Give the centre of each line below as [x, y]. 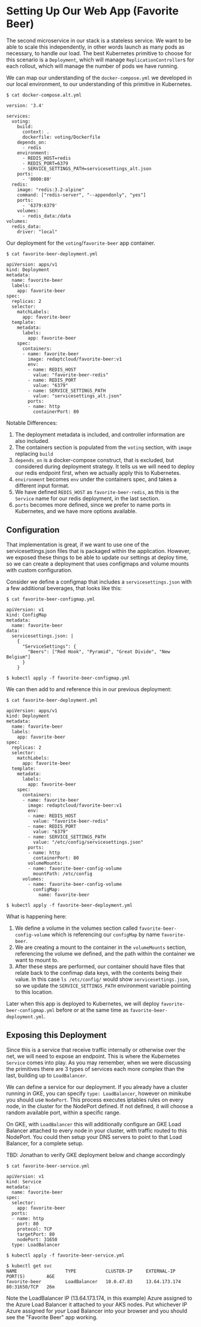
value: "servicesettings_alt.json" [77, 396]
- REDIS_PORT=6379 [45, 163]
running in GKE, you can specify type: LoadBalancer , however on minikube [99, 1093]
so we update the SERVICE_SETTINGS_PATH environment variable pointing [103, 985]
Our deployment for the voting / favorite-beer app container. [81, 243]
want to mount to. [37, 960]
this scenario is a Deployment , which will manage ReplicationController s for [100, 59]
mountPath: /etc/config [63, 874]
